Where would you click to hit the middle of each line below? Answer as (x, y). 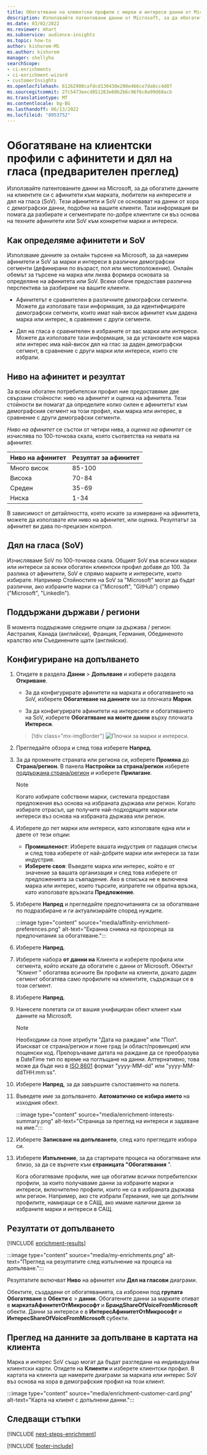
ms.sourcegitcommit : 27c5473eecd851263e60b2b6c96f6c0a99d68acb (90, 92)
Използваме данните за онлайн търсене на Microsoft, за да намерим (98, 255)
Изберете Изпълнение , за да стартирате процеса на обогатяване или (108, 1158)
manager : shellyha (30, 58)
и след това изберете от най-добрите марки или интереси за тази (112, 853)
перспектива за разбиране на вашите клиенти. (69, 288)
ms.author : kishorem (33, 52)
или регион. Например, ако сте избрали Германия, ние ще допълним (107, 1196)
